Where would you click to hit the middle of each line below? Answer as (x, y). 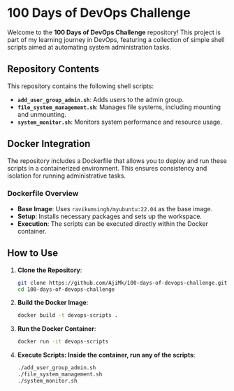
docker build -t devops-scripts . (67, 315)
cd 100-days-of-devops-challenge (66, 289)
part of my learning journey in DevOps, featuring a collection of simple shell (116, 39)
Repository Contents (53, 69)
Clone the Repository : (50, 270)
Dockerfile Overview (43, 194)
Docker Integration (49, 144)
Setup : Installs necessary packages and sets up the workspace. (110, 216)
